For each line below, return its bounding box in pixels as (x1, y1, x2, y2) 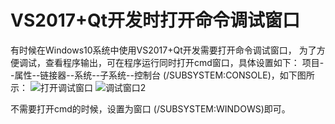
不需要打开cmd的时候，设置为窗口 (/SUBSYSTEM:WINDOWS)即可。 (10, 102, 291, 115)
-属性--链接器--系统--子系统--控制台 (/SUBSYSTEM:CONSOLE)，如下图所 (10, 69, 315, 81)
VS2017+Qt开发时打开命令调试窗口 (10, 9, 301, 32)
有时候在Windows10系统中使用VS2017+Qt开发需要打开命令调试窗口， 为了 (10, 44, 317, 56)
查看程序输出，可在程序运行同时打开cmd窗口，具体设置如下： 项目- (44, 56, 325, 68)
